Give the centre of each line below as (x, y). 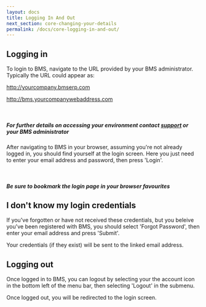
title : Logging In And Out (41, 18)
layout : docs (23, 12)
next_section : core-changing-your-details (61, 23)
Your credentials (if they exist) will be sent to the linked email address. (95, 245)
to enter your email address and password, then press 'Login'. (85, 160)
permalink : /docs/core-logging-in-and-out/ (63, 29)
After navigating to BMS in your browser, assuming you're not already (94, 147)
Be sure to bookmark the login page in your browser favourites (88, 186)
